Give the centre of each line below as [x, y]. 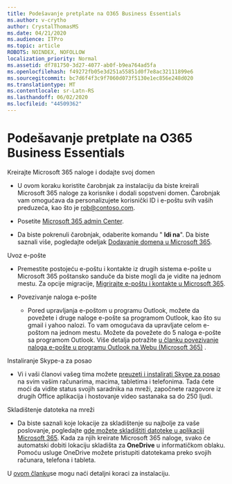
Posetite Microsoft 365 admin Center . [71, 221]
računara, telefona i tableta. [56, 460]
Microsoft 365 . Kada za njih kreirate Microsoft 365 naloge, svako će [114, 438]
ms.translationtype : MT [42, 85]
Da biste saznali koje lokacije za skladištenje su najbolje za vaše [108, 423]
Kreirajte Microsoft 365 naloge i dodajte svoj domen [81, 172]
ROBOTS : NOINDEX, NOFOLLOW [46, 53]
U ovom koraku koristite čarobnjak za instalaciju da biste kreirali [108, 185]
